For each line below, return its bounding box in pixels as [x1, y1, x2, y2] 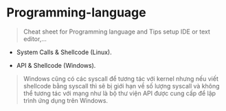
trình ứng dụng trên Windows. [23, 96, 108, 104]
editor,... [23, 34, 47, 42]
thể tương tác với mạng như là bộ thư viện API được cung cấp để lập [23, 89, 216, 97]
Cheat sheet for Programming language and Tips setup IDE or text [23, 27, 211, 36]
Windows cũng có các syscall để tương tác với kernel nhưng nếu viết [23, 74, 219, 83]
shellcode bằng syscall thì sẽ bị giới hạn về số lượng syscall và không [23, 82, 221, 90]
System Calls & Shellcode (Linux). [16, 48, 113, 56]
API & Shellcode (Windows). [16, 61, 96, 69]
